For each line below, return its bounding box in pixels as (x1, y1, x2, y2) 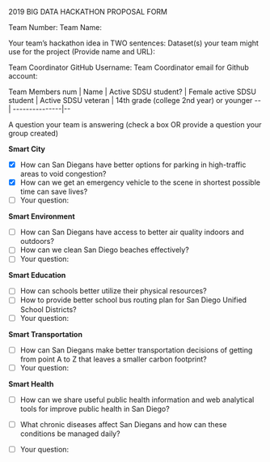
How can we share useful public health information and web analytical (19, 395, 255, 404)
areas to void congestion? (19, 169, 107, 179)
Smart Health (8, 379, 54, 388)
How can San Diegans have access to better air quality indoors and (19, 227, 244, 237)
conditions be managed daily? (19, 429, 120, 438)
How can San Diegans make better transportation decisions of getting (19, 344, 253, 355)
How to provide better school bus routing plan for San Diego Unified (19, 295, 247, 305)
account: (8, 71, 38, 80)
